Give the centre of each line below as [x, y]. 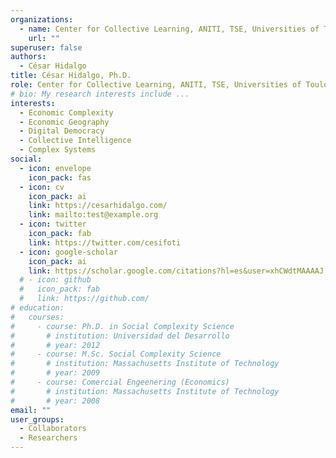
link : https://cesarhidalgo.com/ [98, 206]
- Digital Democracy [62, 131]
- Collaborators [53, 429]
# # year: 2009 [55, 373]
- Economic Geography [64, 122]
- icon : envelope [55, 168]
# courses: [37, 317]
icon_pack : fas [60, 177]
